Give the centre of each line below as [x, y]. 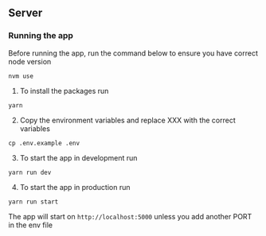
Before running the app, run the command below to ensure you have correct [133, 53]
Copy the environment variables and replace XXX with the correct [128, 120]
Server [25, 13]
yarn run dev [30, 172]
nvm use [21, 76]
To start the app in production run [75, 187]
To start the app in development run [78, 157]
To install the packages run [64, 91]
